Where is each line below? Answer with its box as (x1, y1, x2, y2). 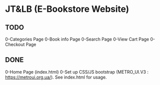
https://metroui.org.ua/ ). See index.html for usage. (5, 74, 107, 80)
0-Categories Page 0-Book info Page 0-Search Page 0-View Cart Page (5, 36, 149, 42)
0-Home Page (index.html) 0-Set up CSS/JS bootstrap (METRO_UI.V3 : (5, 69, 149, 75)
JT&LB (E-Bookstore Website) (5, 3, 129, 15)
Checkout (5, 42, 25, 47)
